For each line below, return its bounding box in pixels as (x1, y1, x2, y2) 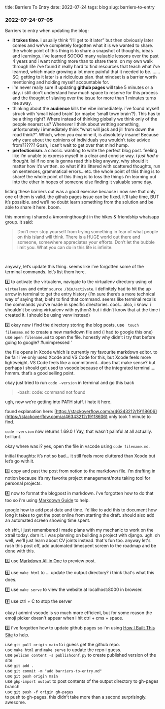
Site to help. (5, 632, 30, 638)
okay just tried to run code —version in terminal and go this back (5, 380, 134, 386)
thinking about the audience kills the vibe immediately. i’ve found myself (12, 106, 160, 112)
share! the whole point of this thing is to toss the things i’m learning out (12, 174, 157, 180)
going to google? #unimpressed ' (5, 339, 72, 345)
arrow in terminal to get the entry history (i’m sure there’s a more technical (5, 291, 156, 297)
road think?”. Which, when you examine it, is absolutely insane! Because (12, 132, 159, 138)
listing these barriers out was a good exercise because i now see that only (5, 189, 156, 195)
